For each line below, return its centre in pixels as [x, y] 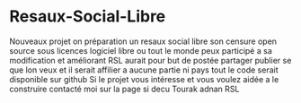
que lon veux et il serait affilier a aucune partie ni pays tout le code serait [144, 70]
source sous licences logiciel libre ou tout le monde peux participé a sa [141, 50]
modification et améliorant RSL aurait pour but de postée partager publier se [150, 60]
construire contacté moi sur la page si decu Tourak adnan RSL [124, 89]
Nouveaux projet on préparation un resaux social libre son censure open [143, 41]
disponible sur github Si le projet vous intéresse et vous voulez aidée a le [144, 79]
